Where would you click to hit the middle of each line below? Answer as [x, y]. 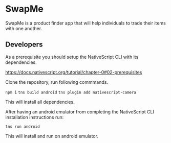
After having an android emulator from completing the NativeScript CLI [80, 112]
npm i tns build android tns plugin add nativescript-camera [71, 92]
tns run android [23, 126]
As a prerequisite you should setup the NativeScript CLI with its [72, 57]
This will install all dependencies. [40, 102]
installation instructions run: [35, 117]
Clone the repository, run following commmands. [57, 82]
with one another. [24, 28]
